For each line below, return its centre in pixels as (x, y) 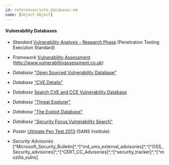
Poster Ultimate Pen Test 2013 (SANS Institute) (61, 131)
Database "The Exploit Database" (48, 111)
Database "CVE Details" (38, 82)
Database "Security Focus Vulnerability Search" (63, 121)
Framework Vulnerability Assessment (51, 57)
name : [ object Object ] (29, 15)
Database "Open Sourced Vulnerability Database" (65, 72)
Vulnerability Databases (31, 31)
